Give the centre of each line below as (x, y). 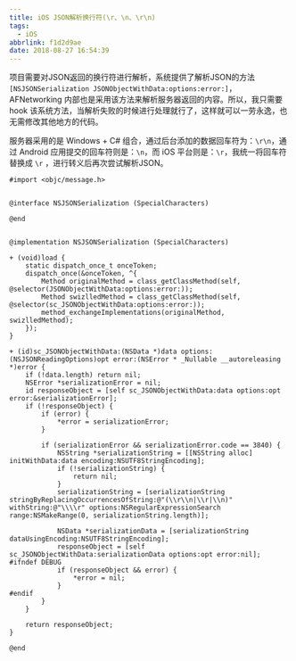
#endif (21, 594)
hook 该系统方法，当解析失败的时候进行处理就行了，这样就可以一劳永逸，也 (148, 111)
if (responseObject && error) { (117, 570)
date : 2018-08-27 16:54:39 (59, 51)
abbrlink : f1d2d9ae (45, 42)
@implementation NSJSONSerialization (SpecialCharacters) (119, 243)
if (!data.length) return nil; (83, 376)
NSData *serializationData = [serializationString (153, 532)
